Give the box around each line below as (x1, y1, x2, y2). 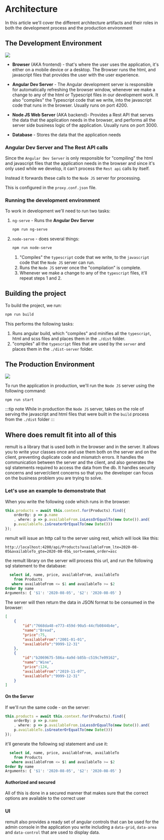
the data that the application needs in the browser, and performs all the (12, 117, 156, 123)
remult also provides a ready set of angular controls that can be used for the (5, 819, 159, 825)
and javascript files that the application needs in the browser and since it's (5, 161, 155, 167)
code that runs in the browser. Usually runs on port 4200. (12, 102, 128, 108)
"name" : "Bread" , (23, 628, 56, 633)
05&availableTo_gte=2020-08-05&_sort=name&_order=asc (5, 549, 117, 554)
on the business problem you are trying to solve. (5, 475, 103, 481)
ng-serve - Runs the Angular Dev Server (12, 218, 94, 224)
